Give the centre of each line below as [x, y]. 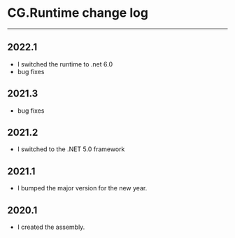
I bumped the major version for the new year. [82, 188]
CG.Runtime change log [78, 13]
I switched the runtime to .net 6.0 [65, 64]
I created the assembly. [51, 227]
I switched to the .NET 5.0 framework [71, 149]
